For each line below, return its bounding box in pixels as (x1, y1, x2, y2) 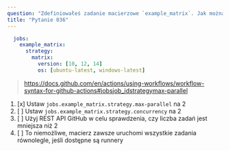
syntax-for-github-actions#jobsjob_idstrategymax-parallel (23, 86, 188, 94)
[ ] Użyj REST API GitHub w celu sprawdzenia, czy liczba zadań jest (16, 114, 207, 122)
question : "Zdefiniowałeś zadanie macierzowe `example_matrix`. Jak (7, 10, 207, 17)
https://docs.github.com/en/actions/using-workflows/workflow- (23, 79, 205, 87)
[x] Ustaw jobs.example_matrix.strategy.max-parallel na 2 (16, 100, 186, 108)
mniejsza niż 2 (16, 121, 58, 130)
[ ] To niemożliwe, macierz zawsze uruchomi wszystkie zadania (16, 128, 197, 137)
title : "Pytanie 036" (7, 16, 69, 23)
